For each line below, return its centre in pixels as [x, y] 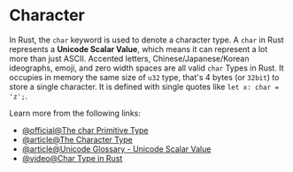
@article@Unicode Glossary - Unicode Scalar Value [116, 149]
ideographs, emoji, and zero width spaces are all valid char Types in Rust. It [147, 68]
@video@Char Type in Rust [72, 158]
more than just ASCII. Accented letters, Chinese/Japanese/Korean [129, 58]
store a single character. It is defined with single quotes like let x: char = [144, 86]
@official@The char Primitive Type [85, 130]
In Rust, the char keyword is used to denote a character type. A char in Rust [147, 40]
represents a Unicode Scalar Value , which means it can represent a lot [139, 49]
